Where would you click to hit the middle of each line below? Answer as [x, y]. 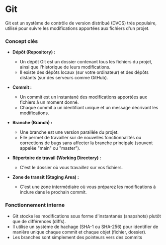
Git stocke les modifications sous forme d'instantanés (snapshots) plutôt [86, 216]
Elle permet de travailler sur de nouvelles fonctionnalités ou [81, 138]
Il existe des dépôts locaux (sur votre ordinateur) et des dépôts [84, 72]
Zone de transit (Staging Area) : [46, 177]
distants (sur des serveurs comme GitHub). [64, 78]
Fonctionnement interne [35, 205]
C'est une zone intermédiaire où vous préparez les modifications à [88, 187]
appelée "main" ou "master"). [50, 148]
